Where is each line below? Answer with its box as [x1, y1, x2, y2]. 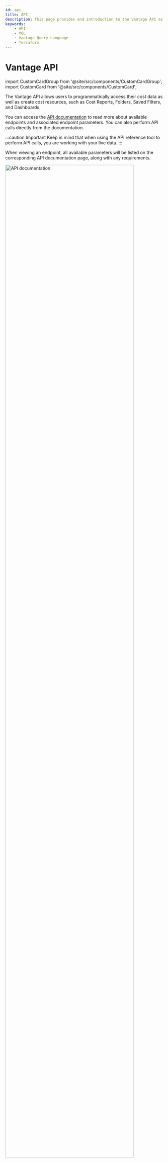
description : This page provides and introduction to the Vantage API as [5, 17, 163, 22]
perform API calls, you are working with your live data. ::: [5, 139, 123, 146]
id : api [5, 7, 22, 13]
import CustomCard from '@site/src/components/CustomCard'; [5, 83, 137, 90]
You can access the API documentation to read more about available [5, 114, 147, 120]
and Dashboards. [5, 104, 41, 110]
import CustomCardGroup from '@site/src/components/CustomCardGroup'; [5, 78, 162, 84]
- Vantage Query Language [14, 36, 69, 41]
